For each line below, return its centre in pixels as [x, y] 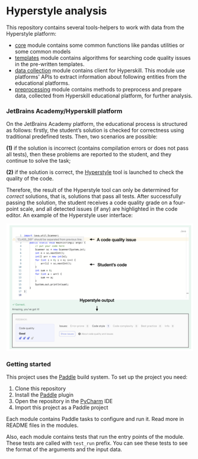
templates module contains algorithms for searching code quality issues [103, 58]
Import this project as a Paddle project [61, 407]
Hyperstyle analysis [57, 11]
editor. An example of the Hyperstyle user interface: [70, 216]
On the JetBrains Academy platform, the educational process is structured [97, 124]
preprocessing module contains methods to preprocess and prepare [98, 89]
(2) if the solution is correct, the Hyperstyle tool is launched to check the [95, 172]
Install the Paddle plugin [44, 395]
